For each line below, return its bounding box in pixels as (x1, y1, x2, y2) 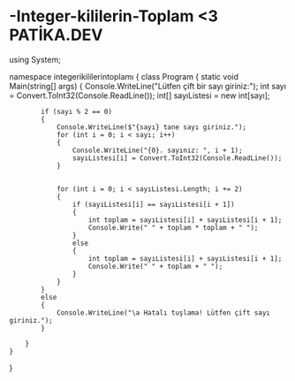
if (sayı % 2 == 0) (41, 107, 113, 116)
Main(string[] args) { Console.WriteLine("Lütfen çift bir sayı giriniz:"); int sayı (9, 80, 287, 91)
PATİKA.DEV (9, 25, 103, 45)
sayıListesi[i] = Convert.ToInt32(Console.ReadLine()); (72, 153, 283, 163)
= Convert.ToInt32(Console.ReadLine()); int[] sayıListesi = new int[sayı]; (9, 90, 271, 101)
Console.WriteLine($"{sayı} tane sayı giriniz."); (56, 122, 247, 132)
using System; (9, 54, 62, 65)
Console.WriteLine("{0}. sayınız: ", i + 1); (72, 146, 243, 155)
